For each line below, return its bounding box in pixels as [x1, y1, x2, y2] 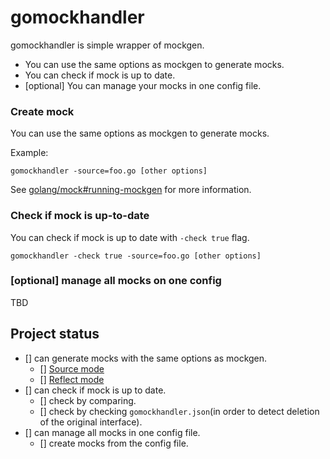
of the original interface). [39, 416, 143, 428]
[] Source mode [39, 362, 105, 375]
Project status [10, 326, 100, 343]
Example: [10, 147, 49, 159]
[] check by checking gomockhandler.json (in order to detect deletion [39, 405, 320, 417]
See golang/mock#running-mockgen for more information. [10, 184, 252, 196]
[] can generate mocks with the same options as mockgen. [24, 352, 268, 364]
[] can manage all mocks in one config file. [24, 426, 201, 438]
